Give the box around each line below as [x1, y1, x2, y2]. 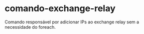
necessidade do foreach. [4, 24, 56, 30]
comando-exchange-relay [4, 3, 116, 14]
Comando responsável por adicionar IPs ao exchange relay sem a [4, 19, 140, 25]
